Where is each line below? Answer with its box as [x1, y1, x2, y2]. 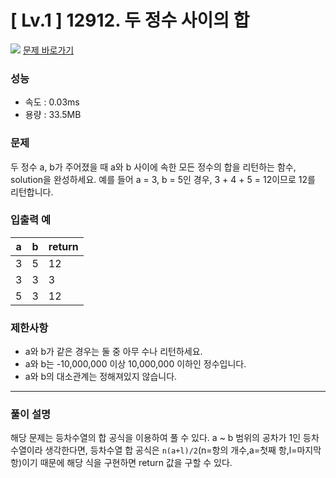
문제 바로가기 [22, 44, 75, 56]
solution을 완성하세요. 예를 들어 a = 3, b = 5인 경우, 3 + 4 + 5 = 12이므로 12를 [10, 173, 316, 185]
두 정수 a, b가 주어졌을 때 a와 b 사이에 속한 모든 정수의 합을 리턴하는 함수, [10, 161, 297, 173]
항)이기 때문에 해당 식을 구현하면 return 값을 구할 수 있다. [10, 457, 233, 469]
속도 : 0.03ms [24, 96, 80, 108]
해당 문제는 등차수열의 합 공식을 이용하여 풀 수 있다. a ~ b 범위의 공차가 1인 [10, 432, 302, 444]
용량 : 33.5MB [24, 109, 82, 121]
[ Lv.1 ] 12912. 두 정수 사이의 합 [10, 9, 250, 32]
